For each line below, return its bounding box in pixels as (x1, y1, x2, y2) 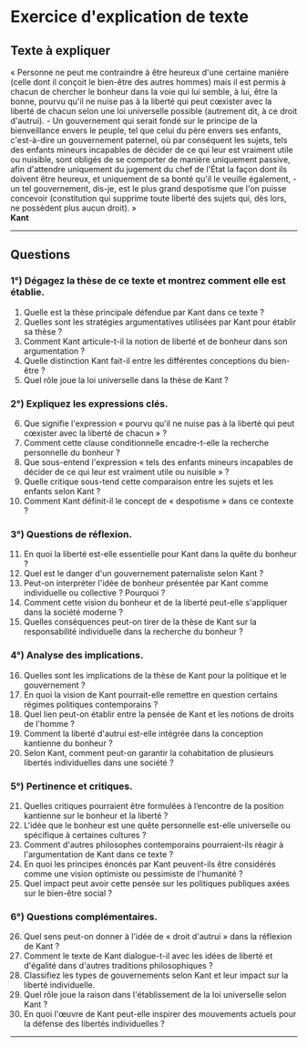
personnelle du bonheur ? (23, 447, 121, 458)
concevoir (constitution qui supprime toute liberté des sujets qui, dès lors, (10, 193, 287, 203)
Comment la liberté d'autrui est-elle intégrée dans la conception (23, 728, 263, 739)
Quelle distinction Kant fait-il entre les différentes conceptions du (23, 355, 268, 366)
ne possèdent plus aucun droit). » (10, 202, 138, 213)
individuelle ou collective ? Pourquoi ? (23, 587, 166, 598)
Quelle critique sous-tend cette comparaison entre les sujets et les (23, 476, 274, 487)
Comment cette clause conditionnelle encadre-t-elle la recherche (23, 437, 270, 448)
